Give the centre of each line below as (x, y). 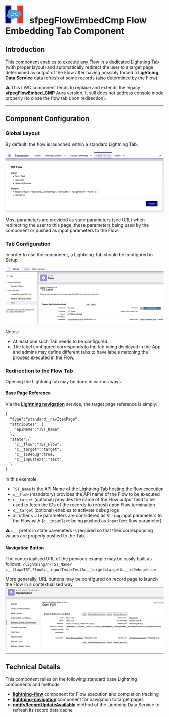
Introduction (25, 50)
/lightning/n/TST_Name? (47, 565)
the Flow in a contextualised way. (40, 584)
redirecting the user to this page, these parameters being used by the (77, 225)
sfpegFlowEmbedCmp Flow (88, 20)
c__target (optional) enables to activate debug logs (66, 510)
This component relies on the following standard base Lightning (71, 679)
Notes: (12, 332)
